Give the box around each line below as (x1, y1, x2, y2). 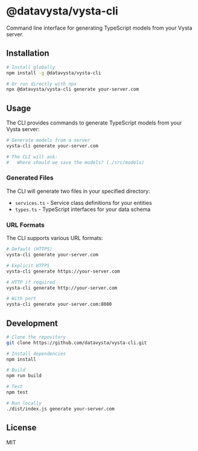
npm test (6, 389, 28, 395)
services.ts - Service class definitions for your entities (14, 199, 152, 206)
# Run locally (6, 400, 42, 406)
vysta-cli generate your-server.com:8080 (6, 301, 112, 308)
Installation (6, 48, 49, 59)
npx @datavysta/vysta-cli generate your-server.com (6, 86, 139, 92)
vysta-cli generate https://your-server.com (6, 268, 120, 274)
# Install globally (6, 64, 56, 70)
